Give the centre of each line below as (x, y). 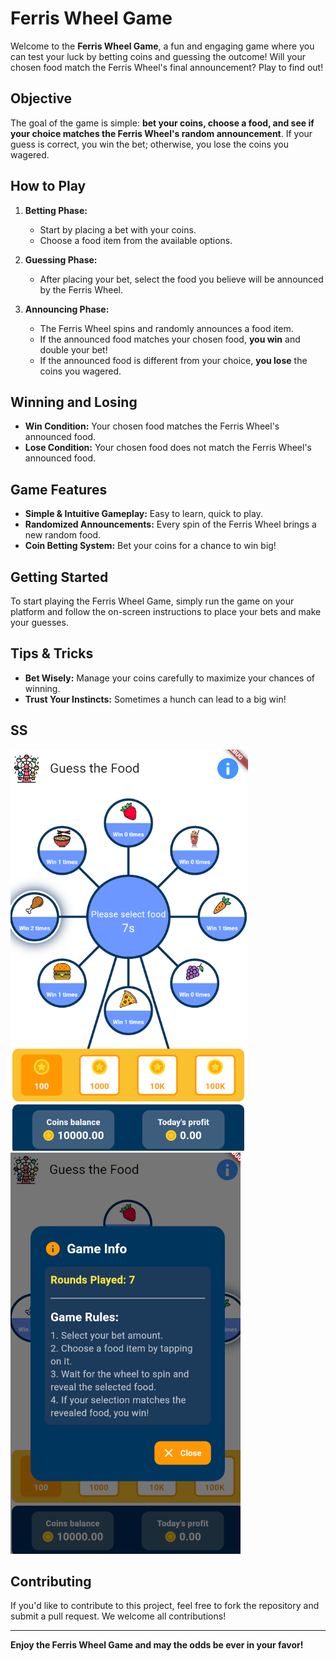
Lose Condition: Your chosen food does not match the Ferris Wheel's (168, 448)
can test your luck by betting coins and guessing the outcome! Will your (158, 56)
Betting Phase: (56, 210)
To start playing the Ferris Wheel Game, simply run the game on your (152, 601)
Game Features (59, 489)
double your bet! (73, 349)
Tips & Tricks (52, 653)
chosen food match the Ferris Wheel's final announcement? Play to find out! (167, 67)
